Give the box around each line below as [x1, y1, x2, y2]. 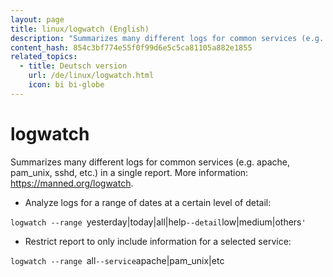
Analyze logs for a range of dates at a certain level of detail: [24, 196, 272, 208]
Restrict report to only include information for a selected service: [24, 235, 292, 247]
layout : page [10, 14, 65, 25]
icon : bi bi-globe [28, 80, 105, 90]
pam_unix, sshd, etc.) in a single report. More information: [10, 166, 249, 178]
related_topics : [10, 52, 78, 62]
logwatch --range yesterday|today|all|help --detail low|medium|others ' [10, 216, 307, 228]
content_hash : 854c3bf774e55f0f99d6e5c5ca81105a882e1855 [10, 42, 253, 53]
